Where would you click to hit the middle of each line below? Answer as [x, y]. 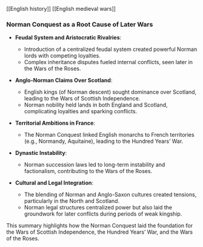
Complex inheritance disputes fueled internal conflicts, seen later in [108, 62]
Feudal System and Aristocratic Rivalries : [68, 38]
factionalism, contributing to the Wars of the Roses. [88, 171]
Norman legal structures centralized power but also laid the [98, 208]
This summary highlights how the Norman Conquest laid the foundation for [99, 226]
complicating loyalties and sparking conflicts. [81, 111]
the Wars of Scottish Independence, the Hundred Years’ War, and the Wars [100, 232]
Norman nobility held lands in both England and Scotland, [96, 105]
